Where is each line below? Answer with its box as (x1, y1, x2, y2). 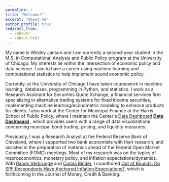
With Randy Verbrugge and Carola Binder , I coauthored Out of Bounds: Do (5, 160, 160, 166)
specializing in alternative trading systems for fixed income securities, (5, 97, 151, 103)
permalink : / (5, 7, 33, 13)
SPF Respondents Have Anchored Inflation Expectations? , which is (5, 165, 145, 172)
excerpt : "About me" (5, 17, 49, 22)
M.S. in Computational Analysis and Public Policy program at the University (5, 55, 162, 61)
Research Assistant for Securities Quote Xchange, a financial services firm (5, 92, 161, 98)
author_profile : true (5, 21, 51, 27)
